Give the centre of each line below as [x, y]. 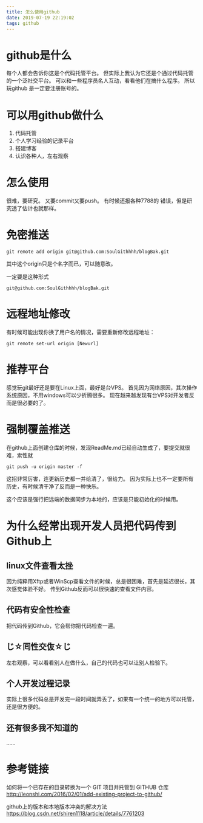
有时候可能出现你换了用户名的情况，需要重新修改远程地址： [81, 332]
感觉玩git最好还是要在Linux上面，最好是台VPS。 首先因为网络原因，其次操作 [102, 387]
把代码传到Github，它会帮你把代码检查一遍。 [62, 625]
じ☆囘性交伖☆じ [38, 647]
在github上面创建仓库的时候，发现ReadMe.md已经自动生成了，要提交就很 [98, 447]
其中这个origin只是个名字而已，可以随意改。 [61, 264]
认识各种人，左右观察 [42, 156]
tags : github [23, 23]
